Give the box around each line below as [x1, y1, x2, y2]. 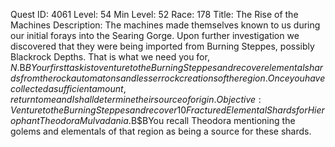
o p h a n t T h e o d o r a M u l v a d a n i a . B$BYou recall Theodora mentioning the [10, 115, 296, 126]
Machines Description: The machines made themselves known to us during [10, 19, 321, 31]
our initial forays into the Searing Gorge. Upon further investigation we [10, 30, 300, 41]
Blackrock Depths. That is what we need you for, [10, 51, 210, 63]
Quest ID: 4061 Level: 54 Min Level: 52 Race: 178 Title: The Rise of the [10, 9, 299, 20]
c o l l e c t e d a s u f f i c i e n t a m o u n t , [10, 83, 127, 94]
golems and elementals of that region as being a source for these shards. [10, 125, 312, 137]
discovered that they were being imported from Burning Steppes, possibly [10, 40, 315, 52]
